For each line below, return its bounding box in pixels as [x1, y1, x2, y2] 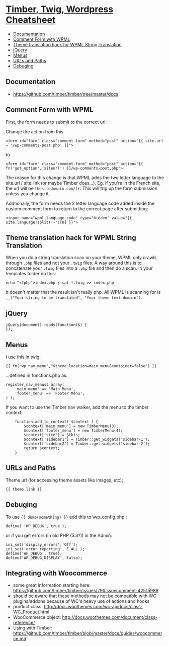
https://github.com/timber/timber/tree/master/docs [13, 91, 119, 97]
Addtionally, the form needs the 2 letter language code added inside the [6, 200, 155, 206]
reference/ [13, 620, 35, 626]
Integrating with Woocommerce [6, 569, 108, 578]
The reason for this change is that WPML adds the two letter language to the [6, 175, 164, 181]
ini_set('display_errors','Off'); [6, 542, 78, 547]
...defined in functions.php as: [6, 372, 68, 378]
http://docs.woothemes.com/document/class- [62, 614, 158, 620]
